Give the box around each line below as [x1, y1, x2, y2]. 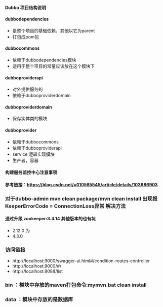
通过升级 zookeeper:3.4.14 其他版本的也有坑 [5, 216, 96, 222]
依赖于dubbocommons [12, 138, 59, 145]
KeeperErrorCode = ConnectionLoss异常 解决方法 [5, 203, 126, 209]
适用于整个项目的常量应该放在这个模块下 [12, 63, 95, 69]
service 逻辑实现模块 [12, 151, 55, 157]
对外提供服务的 [12, 86, 43, 92]
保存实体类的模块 [12, 116, 47, 122]
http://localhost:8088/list [12, 269, 63, 274]
